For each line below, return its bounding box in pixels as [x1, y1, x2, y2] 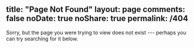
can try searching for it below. [6, 35, 79, 42]
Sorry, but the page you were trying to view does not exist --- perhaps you [6, 29, 186, 36]
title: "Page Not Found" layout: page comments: [6, 5, 186, 14]
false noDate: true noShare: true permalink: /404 [6, 14, 189, 24]
